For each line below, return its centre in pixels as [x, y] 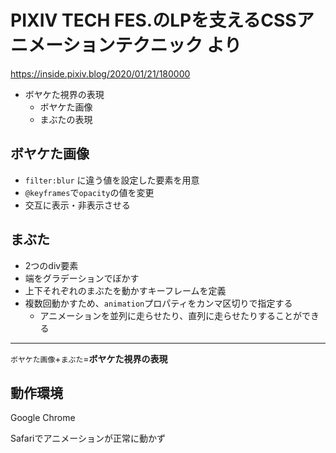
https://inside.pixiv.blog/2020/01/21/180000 [100, 73]
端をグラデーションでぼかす [82, 278]
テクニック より [178, 45]
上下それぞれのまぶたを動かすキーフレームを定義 [125, 290]
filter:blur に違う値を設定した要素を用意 [112, 180]
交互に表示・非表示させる [77, 205]
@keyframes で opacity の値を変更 [89, 192]
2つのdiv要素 [51, 265]
